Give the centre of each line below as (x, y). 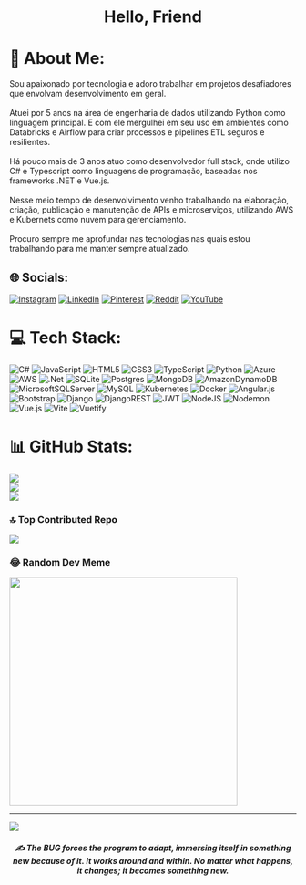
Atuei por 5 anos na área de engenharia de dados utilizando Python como (148, 113)
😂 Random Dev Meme (60, 563)
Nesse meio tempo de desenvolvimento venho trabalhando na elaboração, (149, 200)
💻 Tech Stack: (66, 338)
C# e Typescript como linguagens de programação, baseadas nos (133, 172)
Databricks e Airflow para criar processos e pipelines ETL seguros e (137, 132)
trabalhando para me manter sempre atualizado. (100, 249)
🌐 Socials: (39, 277)
